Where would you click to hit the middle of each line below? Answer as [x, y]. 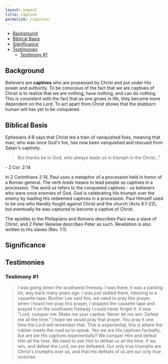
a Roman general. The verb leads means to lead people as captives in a [79, 182]
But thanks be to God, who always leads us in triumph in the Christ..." [89, 158]
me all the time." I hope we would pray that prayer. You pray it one [86, 320]
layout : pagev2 [21, 10]
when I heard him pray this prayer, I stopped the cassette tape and [86, 304]
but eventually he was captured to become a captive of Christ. [69, 209]
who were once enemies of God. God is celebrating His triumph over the [80, 193]
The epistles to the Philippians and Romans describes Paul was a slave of [81, 219]
